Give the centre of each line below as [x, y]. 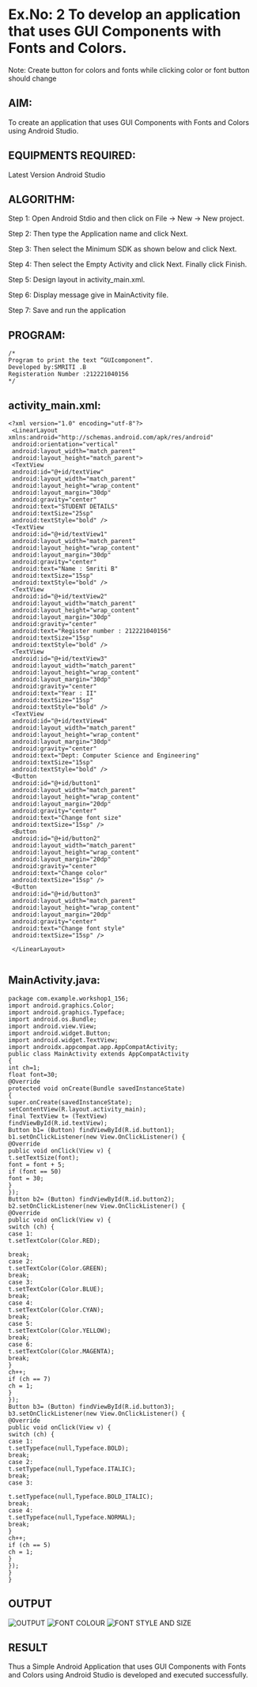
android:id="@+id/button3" [56, 894]
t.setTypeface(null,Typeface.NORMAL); [72, 1517]
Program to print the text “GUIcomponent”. [81, 360]
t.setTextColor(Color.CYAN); [56, 1310]
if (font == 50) [35, 1172]
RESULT [28, 1648]
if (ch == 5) [30, 1545]
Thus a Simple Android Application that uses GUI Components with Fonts [127, 1666]
